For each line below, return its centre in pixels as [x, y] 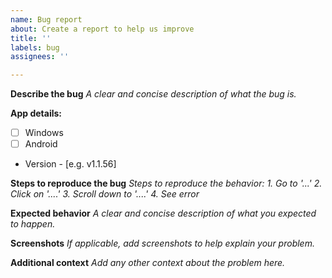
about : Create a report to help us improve [102, 29]
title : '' [31, 38]
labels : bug [35, 47]
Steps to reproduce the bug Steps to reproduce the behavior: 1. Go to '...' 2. [166, 183]
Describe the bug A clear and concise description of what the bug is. [153, 94]
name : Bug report [46, 19]
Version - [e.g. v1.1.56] [70, 164]
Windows [44, 133]
